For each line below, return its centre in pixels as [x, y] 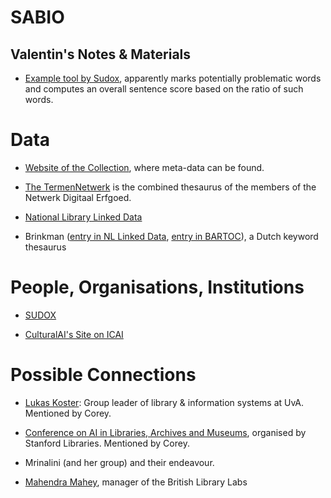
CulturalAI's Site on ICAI [74, 334]
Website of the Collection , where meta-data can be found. [144, 167]
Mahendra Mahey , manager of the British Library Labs [136, 482]
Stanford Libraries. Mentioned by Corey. [107, 443]
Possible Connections [103, 375]
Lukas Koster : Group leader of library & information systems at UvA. [164, 402]
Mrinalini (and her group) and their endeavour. [119, 462]
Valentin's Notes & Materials [101, 54]
